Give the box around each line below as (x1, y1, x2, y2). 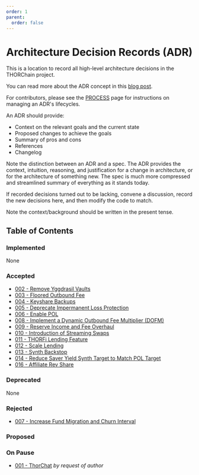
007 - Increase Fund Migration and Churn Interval (14, 417, 136, 425)
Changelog (14, 149, 42, 156)
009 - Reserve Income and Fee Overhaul (14, 323, 114, 330)
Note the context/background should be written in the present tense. (6, 208, 174, 216)
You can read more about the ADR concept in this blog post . (6, 83, 153, 90)
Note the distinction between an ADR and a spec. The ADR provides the (6, 160, 181, 167)
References (14, 142, 43, 150)
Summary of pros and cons (14, 136, 82, 143)
